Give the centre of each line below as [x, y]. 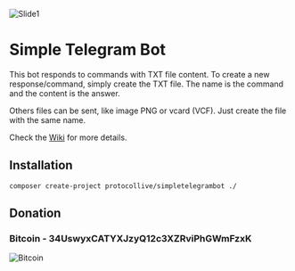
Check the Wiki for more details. [68, 137]
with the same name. [48, 119]
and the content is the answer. [65, 93]
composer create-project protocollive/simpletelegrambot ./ [123, 186]
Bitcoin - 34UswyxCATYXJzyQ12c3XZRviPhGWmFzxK [131, 239]
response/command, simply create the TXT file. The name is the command [146, 84]
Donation [35, 214]
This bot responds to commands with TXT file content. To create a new [139, 74]
